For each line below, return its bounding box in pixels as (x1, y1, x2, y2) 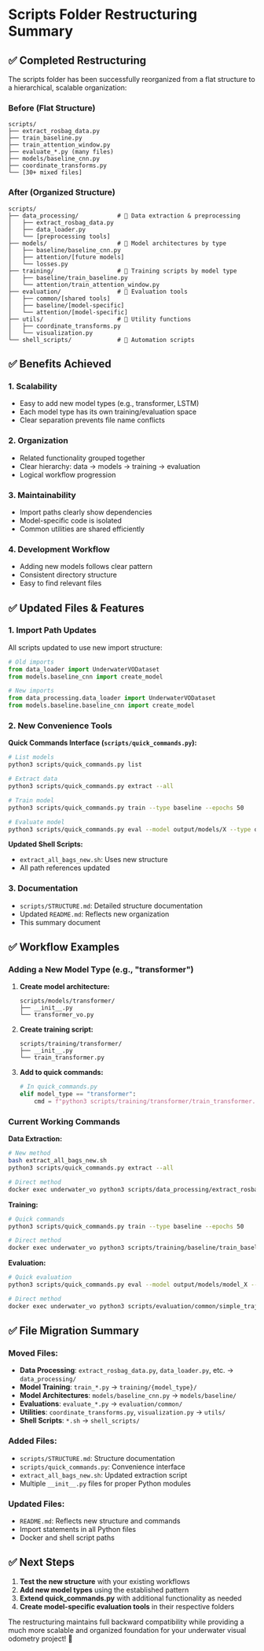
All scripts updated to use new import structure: (8, 642, 163, 652)
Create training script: (19, 1024, 93, 1034)
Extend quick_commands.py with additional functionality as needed (19, 1593, 242, 1603)
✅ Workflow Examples (8, 940, 120, 954)
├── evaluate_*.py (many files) (8, 148, 114, 156)
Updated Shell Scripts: (8, 839, 83, 849)
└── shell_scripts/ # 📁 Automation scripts (8, 336, 195, 344)
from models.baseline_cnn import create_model (8, 672, 163, 681)
